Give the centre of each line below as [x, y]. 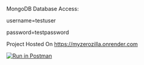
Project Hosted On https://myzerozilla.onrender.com [72, 44]
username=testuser [31, 20]
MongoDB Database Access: [43, 9]
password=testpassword [38, 32]
